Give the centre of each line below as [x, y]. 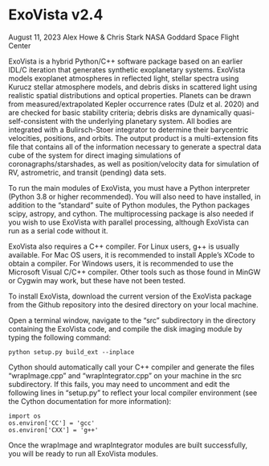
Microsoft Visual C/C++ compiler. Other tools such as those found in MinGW [134, 272]
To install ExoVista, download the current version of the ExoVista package [130, 296]
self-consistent [33, 121]
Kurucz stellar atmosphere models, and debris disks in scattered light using [133, 87]
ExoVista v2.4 [56, 15]
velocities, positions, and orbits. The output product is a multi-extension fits [133, 138]
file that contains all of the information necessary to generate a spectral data [135, 146]
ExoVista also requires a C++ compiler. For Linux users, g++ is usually [124, 246]
